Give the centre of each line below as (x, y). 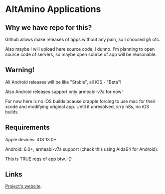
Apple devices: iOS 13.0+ (31, 139)
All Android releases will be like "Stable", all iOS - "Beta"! (63, 82)
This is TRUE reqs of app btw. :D (39, 159)
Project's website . (24, 186)
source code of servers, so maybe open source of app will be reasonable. (81, 54)
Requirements (27, 128)
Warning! (20, 70)
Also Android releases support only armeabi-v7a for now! (64, 92)
